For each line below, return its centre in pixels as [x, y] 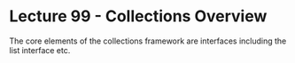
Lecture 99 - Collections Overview [138, 16]
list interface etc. [40, 50]
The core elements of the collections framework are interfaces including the [148, 41]
